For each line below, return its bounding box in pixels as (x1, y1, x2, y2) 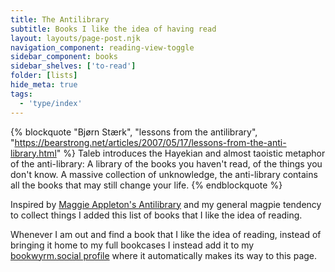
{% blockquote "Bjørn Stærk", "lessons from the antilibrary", (10, 126, 258, 138)
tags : (10, 89, 33, 99)
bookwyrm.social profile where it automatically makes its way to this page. (10, 249, 318, 261)
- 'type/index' (19, 98, 83, 108)
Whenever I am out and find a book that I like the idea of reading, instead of (10, 228, 322, 240)
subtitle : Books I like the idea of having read (10, 24, 217, 34)
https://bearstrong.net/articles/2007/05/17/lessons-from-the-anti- (14, 136, 287, 148)
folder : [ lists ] (10, 71, 78, 81)
